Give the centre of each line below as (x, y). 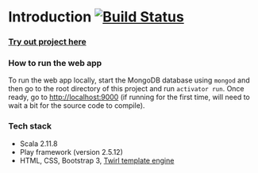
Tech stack (30, 126)
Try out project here (47, 42)
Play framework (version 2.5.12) (71, 152)
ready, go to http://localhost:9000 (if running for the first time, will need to (129, 97)
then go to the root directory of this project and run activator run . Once (126, 89)
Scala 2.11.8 (39, 144)
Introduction (50, 17)
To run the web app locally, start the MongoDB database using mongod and (129, 80)
